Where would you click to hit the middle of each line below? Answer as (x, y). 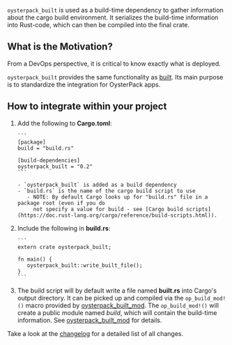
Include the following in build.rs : (64, 228)
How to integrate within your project (87, 106)
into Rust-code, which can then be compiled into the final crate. (99, 25)
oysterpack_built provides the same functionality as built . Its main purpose (115, 77)
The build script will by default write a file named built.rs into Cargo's (117, 290)
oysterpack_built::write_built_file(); (85, 265)
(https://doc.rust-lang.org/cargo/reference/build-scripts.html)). (117, 215)
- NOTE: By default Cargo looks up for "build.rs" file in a (117, 197)
